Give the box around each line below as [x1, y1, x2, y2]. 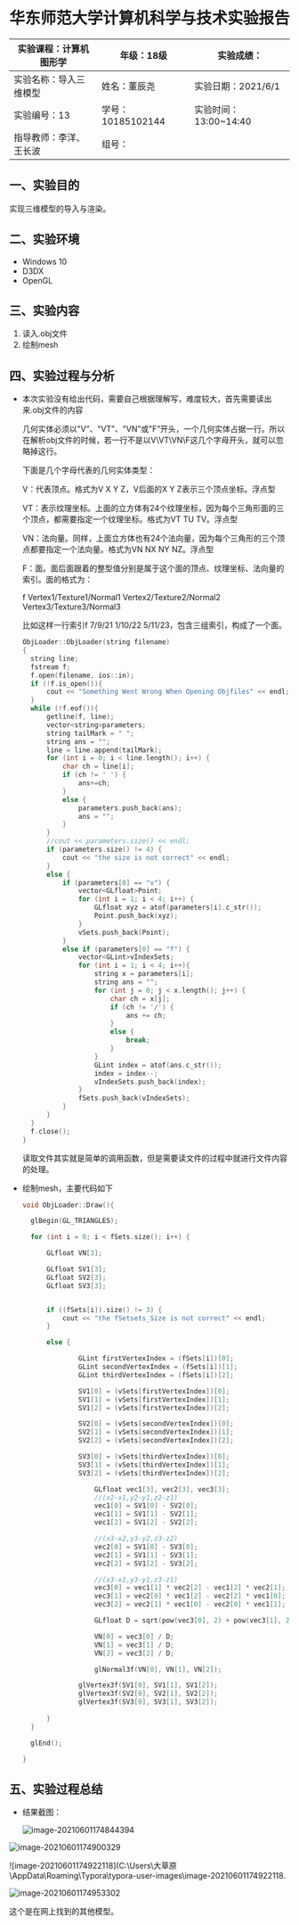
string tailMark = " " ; [45, 729, 135, 738]
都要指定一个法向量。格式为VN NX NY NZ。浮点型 [29, 544, 214, 555]
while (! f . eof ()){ [30, 704, 99, 714]
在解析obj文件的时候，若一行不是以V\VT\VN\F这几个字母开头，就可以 [21, 434, 276, 446]
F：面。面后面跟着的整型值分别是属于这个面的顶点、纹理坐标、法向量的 [21, 563, 285, 574]
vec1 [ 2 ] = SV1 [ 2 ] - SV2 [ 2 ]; [93, 1518, 198, 1527]
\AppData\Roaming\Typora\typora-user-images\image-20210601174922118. [9, 1871, 287, 1881]
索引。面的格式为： [21, 574, 93, 585]
